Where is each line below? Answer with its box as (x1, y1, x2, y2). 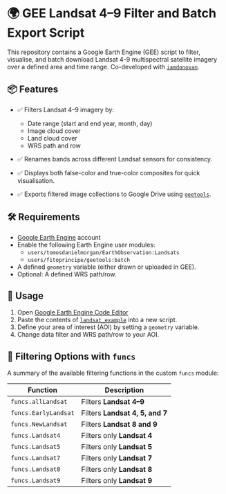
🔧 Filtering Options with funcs (7, 351, 136, 362)
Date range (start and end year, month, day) (27, 119, 153, 127)
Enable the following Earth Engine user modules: (17, 240, 156, 249)
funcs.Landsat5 (10, 443, 61, 451)
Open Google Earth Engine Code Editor (17, 308, 129, 317)
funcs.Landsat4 (10, 432, 61, 440)
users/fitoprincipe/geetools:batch (27, 256, 130, 263)
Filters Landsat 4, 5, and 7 (81, 408, 168, 418)
